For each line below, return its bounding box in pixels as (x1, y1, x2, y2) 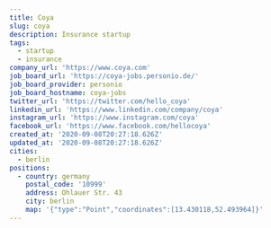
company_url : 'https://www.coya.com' (9, 64, 151, 73)
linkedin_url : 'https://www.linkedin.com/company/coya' (9, 105, 223, 114)
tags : (9, 38, 30, 48)
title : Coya (9, 13, 54, 22)
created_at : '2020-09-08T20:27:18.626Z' (9, 130, 164, 139)
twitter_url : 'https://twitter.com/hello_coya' (9, 96, 192, 106)
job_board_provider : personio (9, 80, 123, 89)
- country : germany (17, 171, 91, 180)
